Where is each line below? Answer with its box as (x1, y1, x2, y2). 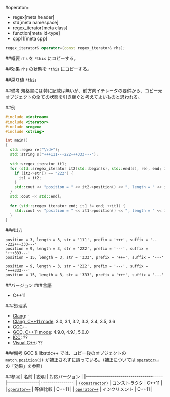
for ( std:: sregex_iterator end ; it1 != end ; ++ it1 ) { (10, 203, 125, 208)
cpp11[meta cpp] (12, 35, 47, 42)
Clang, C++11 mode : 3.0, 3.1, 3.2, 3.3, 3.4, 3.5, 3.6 (12, 319, 115, 325)
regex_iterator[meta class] (12, 25, 68, 31)
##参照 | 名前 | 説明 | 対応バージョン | (5, 374, 83, 380)
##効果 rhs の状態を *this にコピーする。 (5, 66, 92, 72)
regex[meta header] (12, 14, 55, 20)
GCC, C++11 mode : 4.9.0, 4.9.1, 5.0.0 (12, 329, 89, 335)
